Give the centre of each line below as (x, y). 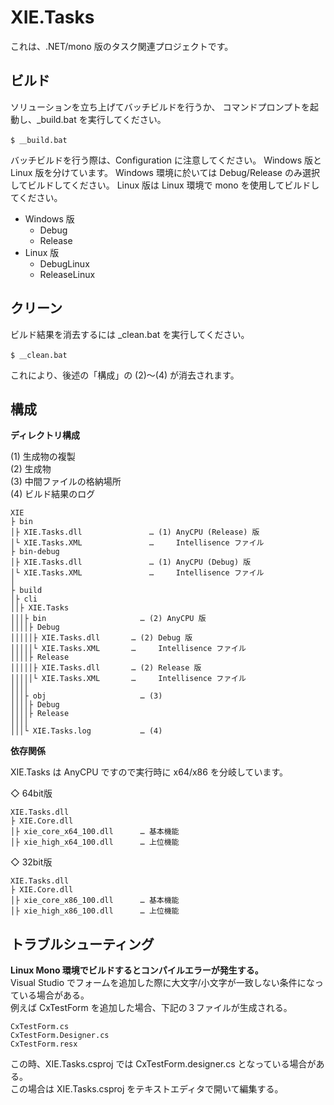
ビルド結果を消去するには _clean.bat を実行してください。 (130, 334)
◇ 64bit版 (31, 793)
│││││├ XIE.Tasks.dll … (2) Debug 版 (101, 638)
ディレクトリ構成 (45, 435)
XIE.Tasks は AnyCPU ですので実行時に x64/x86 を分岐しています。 (149, 772)
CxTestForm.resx (44, 1044)
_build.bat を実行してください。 (101, 119)
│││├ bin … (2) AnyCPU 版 (108, 619)
